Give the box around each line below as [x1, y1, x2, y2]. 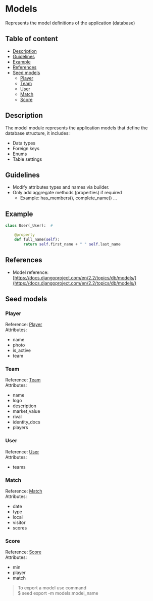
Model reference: [12, 269, 49, 275]
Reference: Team [5, 377, 41, 383]
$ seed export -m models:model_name [17, 590, 98, 596]
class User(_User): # [5, 223, 53, 228]
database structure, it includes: [5, 130, 70, 136]
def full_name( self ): [14, 237, 60, 242]
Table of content [5, 34, 58, 43]
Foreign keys [12, 145, 39, 151]
